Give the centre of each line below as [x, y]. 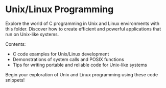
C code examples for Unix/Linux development [61, 54]
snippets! [15, 80]
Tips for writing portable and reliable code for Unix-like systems [80, 65]
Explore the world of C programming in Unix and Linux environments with [82, 23]
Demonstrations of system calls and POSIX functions [68, 59]
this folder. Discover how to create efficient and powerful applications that [83, 28]
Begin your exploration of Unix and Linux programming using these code [82, 74]
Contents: [16, 44]
